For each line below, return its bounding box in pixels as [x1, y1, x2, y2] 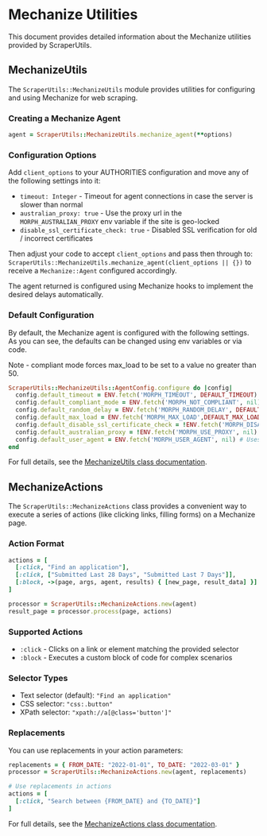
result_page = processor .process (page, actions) [8, 607, 172, 615]
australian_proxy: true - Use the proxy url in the [19, 208, 183, 218]
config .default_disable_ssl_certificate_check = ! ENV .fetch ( [15, 420, 222, 428]
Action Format [8, 538, 65, 549]
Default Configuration [8, 310, 95, 321]
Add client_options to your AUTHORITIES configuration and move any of [8, 168, 249, 177]
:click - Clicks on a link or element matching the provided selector [19, 644, 240, 653]
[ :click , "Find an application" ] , [15, 563, 130, 571]
